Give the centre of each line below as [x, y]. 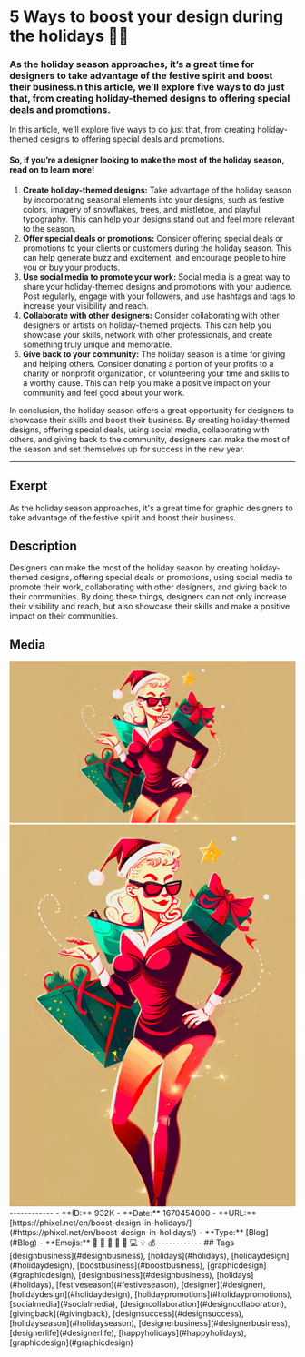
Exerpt [29, 486]
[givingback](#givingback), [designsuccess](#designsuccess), [127, 1313]
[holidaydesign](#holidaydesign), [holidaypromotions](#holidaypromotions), [151, 1294]
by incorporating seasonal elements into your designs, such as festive [153, 199]
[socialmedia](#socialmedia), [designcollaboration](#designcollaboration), [148, 1304]
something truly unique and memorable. [97, 344]
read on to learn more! [52, 170]
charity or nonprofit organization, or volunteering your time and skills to [156, 373]
